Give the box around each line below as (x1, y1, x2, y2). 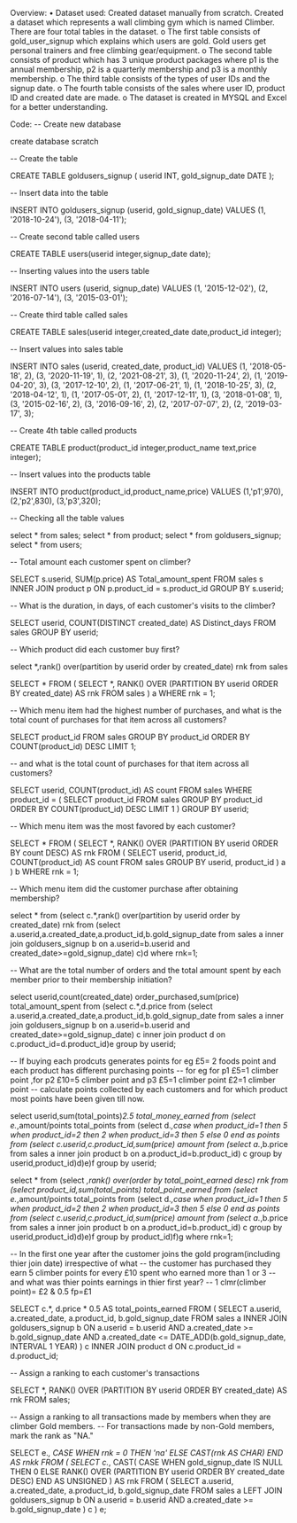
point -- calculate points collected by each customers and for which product (10, 1084, 288, 1094)
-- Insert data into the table (10, 188, 109, 198)
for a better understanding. (10, 102, 109, 112)
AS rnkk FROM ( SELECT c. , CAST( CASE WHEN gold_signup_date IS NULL (10, 1457, 284, 1467)
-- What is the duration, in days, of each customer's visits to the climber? (10, 600, 276, 611)
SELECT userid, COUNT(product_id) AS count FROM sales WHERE (10, 785, 253, 795)
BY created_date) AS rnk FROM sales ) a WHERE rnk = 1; (10, 688, 216, 699)
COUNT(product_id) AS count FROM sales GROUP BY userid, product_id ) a (10, 857, 286, 867)
